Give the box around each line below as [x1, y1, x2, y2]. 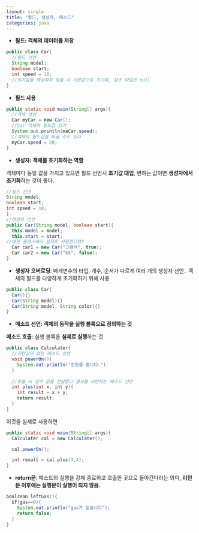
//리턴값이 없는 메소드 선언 [11, 351, 71, 357]
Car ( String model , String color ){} [11, 303, 101, 309]
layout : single [6, 8, 44, 15]
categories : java [6, 20, 50, 26]
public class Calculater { [6, 345, 71, 351]
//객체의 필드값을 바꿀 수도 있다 [11, 134, 82, 140]
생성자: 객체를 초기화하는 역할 [14, 156, 84, 163]
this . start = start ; [11, 233, 63, 240]
